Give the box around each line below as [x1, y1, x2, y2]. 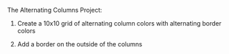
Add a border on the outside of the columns [17, 40, 142, 48]
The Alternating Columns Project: [7, 6, 103, 14]
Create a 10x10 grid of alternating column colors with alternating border [17, 19, 222, 27]
